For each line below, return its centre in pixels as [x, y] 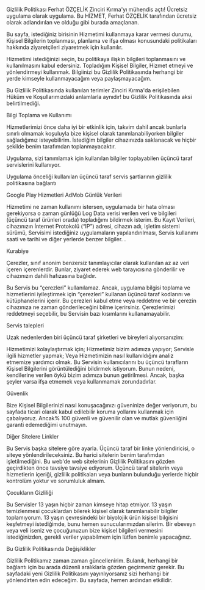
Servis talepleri [25, 326]
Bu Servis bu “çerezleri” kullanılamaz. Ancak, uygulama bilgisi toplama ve [98, 288]
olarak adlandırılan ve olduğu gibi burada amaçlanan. [73, 22]
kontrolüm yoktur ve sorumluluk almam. [56, 481]
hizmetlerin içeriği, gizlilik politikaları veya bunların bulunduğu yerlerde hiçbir [103, 474]
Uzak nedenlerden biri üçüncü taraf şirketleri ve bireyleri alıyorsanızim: [95, 337]
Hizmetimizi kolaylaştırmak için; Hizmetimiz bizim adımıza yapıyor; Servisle [100, 349]
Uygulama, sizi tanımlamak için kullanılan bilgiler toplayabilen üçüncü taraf [100, 158]
